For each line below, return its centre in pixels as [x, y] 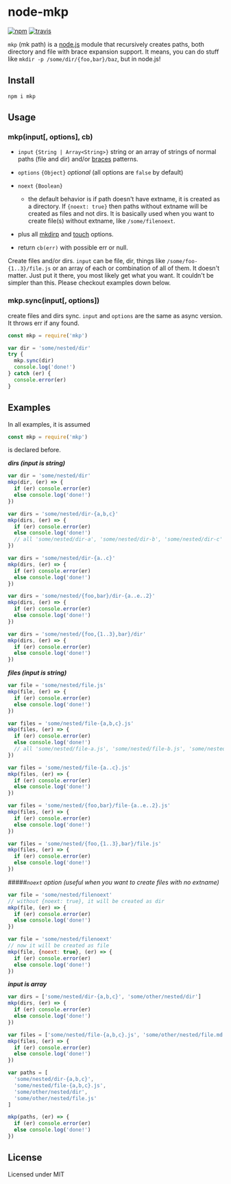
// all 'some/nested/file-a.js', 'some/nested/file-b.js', [100, 749]
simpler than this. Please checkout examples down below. [89, 283]
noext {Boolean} [40, 186]
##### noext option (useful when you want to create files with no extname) [114, 882]
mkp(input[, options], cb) [50, 137]
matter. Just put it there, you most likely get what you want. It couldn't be [111, 276]
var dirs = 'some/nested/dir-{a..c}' [62, 558]
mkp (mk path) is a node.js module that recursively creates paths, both [106, 44]
